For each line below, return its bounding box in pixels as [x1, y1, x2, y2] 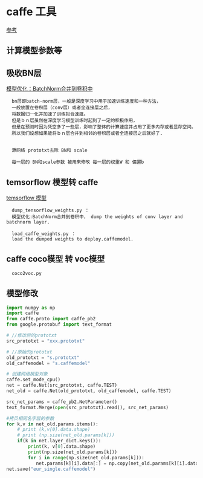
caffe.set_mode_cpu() [6, 376, 61, 383]
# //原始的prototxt [6, 349, 53, 355]
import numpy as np [6, 305, 56, 311]
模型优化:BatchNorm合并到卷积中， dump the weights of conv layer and [11, 213, 183, 220]
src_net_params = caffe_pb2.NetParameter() [6, 399, 118, 405]
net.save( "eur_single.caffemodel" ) [6, 466, 96, 472]
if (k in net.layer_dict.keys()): [17, 438, 101, 444]
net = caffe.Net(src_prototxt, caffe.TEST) [6, 383, 118, 389]
